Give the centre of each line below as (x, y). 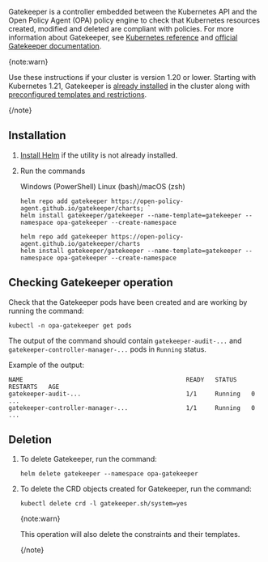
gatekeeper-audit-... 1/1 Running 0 (132, 394)
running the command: (46, 311)
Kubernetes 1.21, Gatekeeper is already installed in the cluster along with (129, 86)
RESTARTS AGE (34, 387)
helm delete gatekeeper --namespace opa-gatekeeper (109, 474)
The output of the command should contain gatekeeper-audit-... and (125, 340)
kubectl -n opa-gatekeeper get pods (70, 325)
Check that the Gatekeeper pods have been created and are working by (128, 302)
